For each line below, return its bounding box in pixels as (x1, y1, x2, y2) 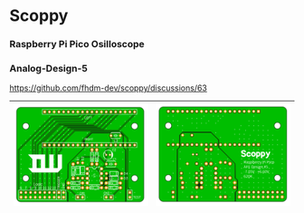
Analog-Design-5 (9, 63, 88, 75)
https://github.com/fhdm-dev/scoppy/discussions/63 (9, 82, 208, 93)
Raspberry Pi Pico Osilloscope (9, 38, 145, 51)
